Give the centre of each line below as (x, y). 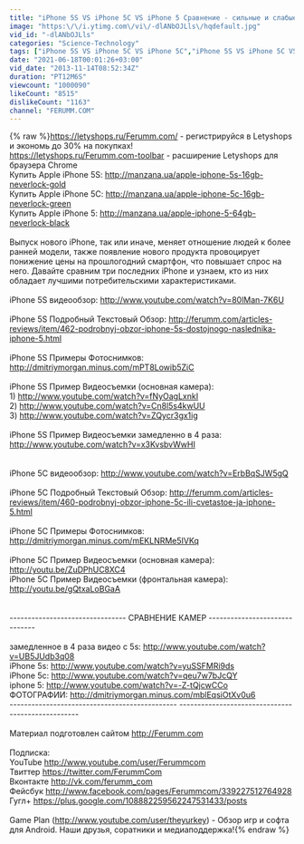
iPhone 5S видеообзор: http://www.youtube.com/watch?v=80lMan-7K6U (147, 300)
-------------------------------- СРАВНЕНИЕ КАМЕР (108, 618)
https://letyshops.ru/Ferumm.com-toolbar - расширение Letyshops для (144, 156)
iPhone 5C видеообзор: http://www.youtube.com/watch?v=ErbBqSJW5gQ (149, 473)
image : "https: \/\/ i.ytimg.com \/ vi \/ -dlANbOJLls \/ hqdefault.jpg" (135, 26)
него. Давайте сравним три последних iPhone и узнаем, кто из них (139, 271)
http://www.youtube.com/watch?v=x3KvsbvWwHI (103, 444)
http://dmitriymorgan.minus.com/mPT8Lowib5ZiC (102, 367)
